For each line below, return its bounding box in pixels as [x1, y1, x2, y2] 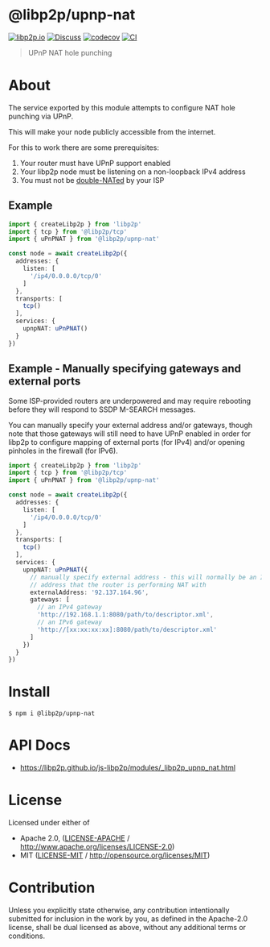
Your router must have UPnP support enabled [19, 158, 171, 168]
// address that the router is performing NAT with [29, 580, 207, 589]
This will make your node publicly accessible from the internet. [8, 127, 216, 136]
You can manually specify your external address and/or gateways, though [8, 420, 253, 430]
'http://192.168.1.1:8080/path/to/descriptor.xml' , [37, 611, 215, 619]
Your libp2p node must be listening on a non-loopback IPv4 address [19, 167, 247, 177]
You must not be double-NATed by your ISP [19, 175, 165, 185]
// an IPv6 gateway [37, 618, 103, 626]
